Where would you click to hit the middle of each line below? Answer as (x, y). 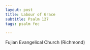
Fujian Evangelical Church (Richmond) (45, 42)
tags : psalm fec (22, 24)
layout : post (19, 10)
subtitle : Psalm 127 (27, 19)
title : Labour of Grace (31, 14)
